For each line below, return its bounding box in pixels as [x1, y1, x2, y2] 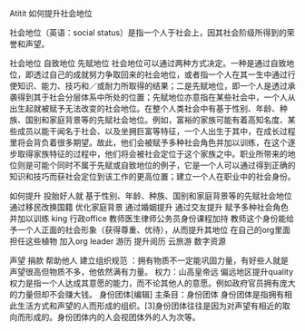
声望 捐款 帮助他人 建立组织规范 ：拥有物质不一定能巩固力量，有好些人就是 [9, 255, 289, 266]
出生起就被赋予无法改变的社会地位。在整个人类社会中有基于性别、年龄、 [9, 103, 280, 113]
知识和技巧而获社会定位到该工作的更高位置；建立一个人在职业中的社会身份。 [9, 171, 296, 181]
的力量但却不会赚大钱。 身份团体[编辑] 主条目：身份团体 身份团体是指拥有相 [9, 289, 293, 299]
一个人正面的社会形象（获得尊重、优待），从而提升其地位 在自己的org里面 [16, 225, 290, 235]
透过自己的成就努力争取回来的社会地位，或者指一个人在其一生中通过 [33, 69, 288, 80]
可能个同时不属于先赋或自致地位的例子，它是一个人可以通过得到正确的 [33, 160, 296, 170]
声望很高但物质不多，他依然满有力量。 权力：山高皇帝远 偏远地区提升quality [9, 267, 294, 277]
